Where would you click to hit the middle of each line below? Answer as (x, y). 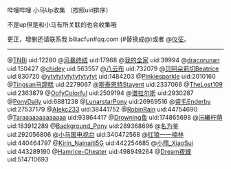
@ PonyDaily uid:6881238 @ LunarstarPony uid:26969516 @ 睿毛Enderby (109, 102)
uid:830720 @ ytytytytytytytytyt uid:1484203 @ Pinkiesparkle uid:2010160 (111, 76)
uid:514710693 (28, 159)
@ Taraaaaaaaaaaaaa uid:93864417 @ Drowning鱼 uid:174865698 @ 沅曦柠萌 (115, 117)
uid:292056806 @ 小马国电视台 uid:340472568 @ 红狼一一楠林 (96, 134)
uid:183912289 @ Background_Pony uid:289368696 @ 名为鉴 (93, 126)
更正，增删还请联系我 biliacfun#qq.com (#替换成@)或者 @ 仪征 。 (99, 39)
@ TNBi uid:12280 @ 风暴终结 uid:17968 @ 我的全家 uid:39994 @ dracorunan (113, 60)
